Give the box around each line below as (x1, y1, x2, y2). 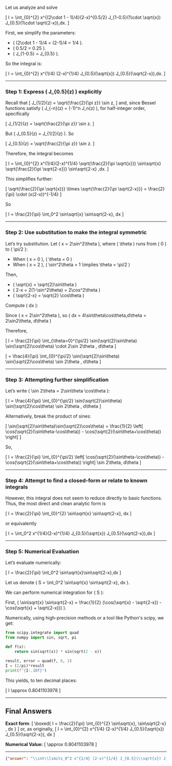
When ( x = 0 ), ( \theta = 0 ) (12, 256, 73, 262)
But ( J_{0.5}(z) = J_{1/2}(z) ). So (5, 130, 74, 137)
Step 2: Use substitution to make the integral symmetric (5, 229, 147, 236)
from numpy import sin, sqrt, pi (5, 635, 77, 640)
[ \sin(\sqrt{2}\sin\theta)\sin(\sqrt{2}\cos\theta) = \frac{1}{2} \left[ (5, 423, 143, 429)
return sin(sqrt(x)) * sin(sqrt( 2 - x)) (14, 649, 102, 655)
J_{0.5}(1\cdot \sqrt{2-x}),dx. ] (5, 20, 70, 26)
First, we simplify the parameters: (5, 30, 76, 35)
